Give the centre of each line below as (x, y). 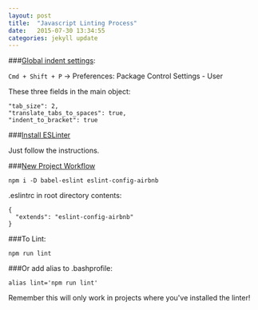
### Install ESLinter (40, 135)
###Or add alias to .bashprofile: (61, 268)
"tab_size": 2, (34, 106)
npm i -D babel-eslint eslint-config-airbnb (83, 181)
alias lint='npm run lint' (53, 283)
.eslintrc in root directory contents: (65, 196)
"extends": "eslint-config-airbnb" (75, 217)
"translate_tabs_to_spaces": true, (67, 113)
